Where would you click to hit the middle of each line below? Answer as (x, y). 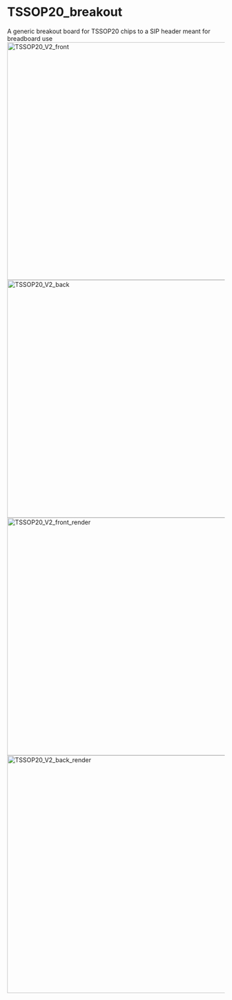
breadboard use (30, 38)
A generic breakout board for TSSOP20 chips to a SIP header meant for (109, 31)
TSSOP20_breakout (65, 12)
